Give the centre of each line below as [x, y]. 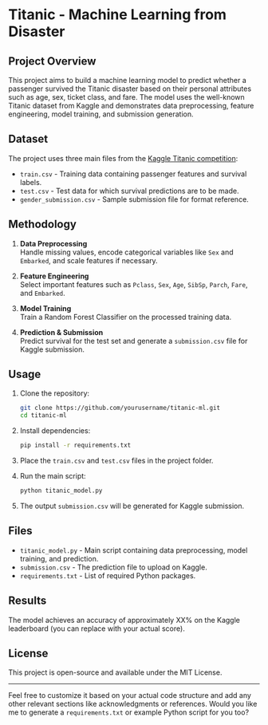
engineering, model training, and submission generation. [101, 114]
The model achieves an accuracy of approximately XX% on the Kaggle [124, 620]
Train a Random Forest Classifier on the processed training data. [126, 317]
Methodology [43, 225]
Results [28, 601]
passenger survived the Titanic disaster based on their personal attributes [130, 89]
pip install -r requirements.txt [75, 445]
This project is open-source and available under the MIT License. [115, 672]
